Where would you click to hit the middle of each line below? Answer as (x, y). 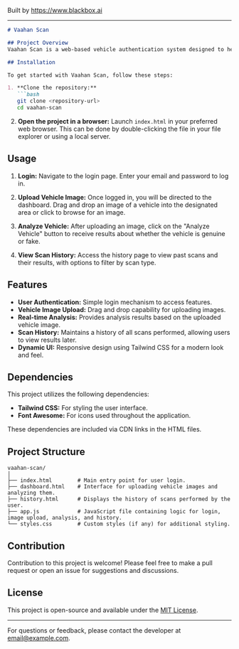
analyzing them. (31, 493)
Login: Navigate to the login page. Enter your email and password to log (123, 176)
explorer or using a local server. (64, 136)
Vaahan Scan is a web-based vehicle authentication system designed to (116, 49)
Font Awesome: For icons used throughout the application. (104, 416)
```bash (28, 95)
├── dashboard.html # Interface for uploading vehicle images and (113, 487)
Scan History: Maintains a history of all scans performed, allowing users (124, 332)
